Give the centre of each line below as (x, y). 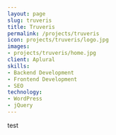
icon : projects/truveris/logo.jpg (58, 40)
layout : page (27, 14)
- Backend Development (41, 72)
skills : (19, 66)
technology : (25, 92)
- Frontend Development (42, 79)
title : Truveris (31, 27)
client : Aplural (31, 60)
